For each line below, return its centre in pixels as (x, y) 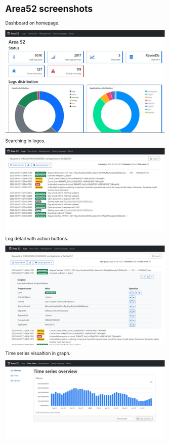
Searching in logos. (25, 141)
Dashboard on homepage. (32, 23)
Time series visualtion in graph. (38, 353)
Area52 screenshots (49, 9)
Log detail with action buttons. (37, 238)
